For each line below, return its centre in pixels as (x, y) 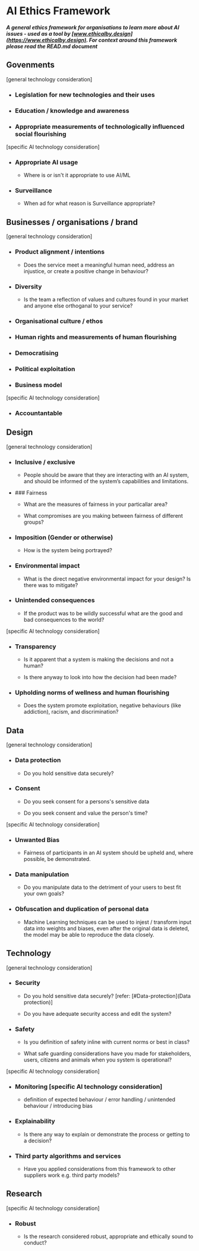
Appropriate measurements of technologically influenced (99, 126)
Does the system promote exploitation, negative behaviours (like (102, 705)
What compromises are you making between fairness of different (103, 515)
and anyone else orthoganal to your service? (78, 305)
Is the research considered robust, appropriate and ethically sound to (108, 1237)
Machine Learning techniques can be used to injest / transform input (108, 922)
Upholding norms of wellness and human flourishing (92, 693)
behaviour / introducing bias (58, 1106)
